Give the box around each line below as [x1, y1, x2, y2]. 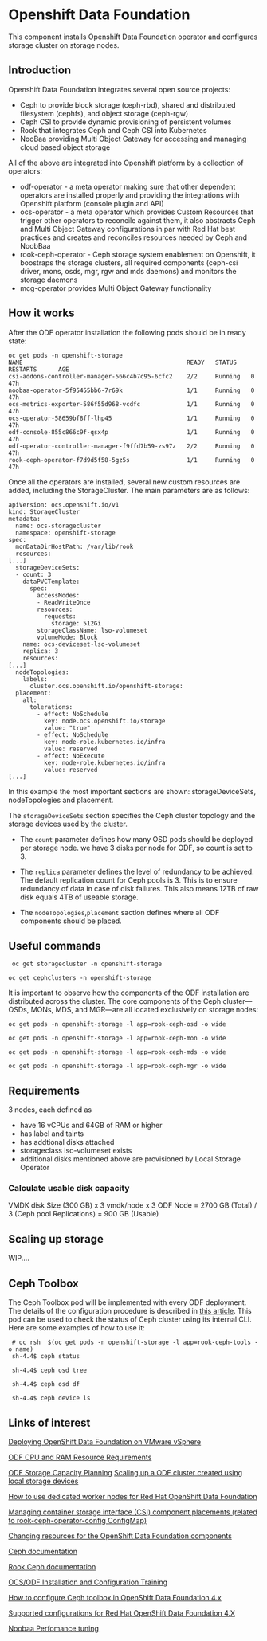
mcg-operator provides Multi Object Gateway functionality [19, 283, 212, 292]
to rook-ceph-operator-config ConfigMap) [8, 1515, 147, 1525]
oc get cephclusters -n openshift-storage [8, 974, 151, 982]
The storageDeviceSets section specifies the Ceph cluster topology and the [8, 810, 256, 820]
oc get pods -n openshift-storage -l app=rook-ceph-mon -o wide [8, 1034, 226, 1043]
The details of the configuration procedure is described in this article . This [8, 1306, 253, 1316]
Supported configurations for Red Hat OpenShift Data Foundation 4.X [8, 1608, 236, 1618]
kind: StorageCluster [8, 507, 80, 515]
